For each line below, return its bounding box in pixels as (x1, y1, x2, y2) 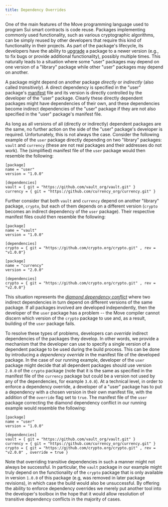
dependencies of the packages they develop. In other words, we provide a (5, 335, 159, 342)
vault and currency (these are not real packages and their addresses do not (5, 142, 162, 148)
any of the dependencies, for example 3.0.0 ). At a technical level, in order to (5, 378, 163, 384)
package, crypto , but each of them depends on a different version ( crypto (5, 203, 158, 209)
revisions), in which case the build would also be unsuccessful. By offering (5, 480, 159, 486)
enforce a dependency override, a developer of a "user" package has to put (5, 383, 162, 389)
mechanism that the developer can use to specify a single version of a (5, 341, 150, 347)
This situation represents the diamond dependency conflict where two (5, 293, 150, 299)
